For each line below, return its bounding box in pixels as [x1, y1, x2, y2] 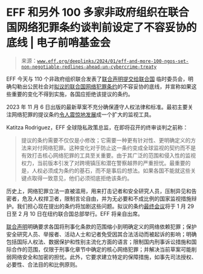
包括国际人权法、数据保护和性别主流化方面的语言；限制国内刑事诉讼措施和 [6, 238, 192, 246]
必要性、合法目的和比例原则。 [6, 261, 80, 268]
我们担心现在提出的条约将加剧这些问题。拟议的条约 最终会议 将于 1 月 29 [16, 202, 195, 210]
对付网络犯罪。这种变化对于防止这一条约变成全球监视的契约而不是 [31, 144, 196, 152]
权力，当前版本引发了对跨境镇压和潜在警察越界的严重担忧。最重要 [21, 159, 185, 167]
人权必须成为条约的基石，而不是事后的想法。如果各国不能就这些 [31, 167, 191, 174]
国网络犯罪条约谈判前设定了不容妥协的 [6, 21, 198, 35]
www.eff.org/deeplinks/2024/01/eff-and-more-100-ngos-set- [37, 58, 189, 64]
